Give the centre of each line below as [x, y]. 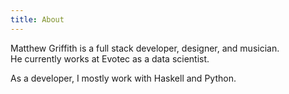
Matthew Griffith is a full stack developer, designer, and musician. [145, 48]
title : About [37, 19]
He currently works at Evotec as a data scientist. [110, 58]
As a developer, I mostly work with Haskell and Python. [123, 78]
